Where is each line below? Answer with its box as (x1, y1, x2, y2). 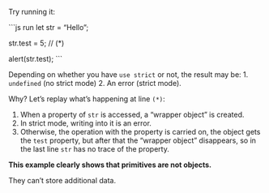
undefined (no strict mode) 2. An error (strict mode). (8, 79, 182, 88)
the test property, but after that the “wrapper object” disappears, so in (19, 135, 257, 145)
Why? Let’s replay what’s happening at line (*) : (8, 94, 166, 104)
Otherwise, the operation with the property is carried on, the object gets (19, 127, 261, 136)
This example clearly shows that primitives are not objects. (8, 160, 212, 169)
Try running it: (8, 7, 55, 16)
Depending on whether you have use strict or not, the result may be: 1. (8, 70, 249, 79)
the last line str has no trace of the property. (19, 144, 170, 153)
